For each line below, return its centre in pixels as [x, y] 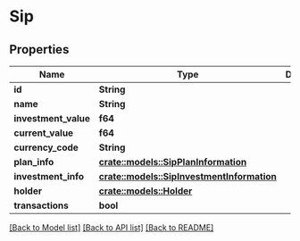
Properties [39, 50]
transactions [41, 205]
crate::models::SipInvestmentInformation [187, 176]
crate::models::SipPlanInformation [173, 162]
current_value [44, 133]
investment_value [52, 118]
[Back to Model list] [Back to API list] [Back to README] [112, 228]
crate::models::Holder [146, 191]
